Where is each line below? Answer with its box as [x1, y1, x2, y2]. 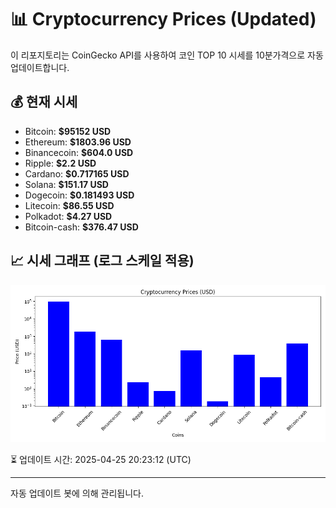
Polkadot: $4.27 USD [24, 210, 113, 222]
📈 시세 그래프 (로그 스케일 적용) [10, 252, 195, 270]
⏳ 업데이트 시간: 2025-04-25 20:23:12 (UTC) [10, 453, 192, 465]
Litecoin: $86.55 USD [24, 199, 115, 211]
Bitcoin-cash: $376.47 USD [24, 221, 139, 233]
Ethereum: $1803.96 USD [24, 136, 132, 148]
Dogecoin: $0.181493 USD [24, 189, 135, 201]
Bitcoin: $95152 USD [24, 125, 112, 137]
